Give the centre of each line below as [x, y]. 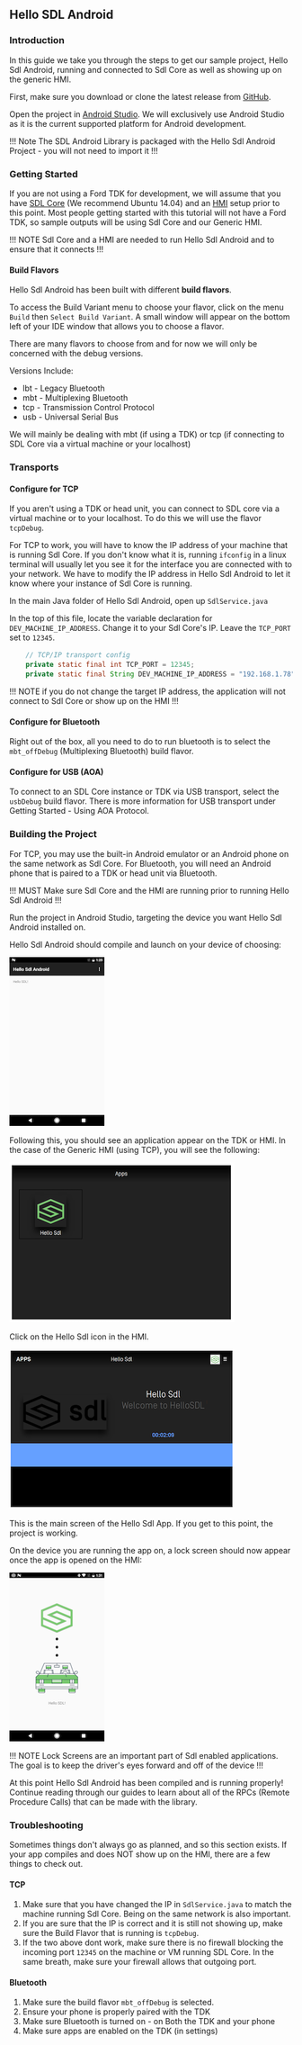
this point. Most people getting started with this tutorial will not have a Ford [148, 212]
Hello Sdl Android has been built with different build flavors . [120, 290]
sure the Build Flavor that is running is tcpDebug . [111, 1933]
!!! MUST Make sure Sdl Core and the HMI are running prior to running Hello [149, 890]
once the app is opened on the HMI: [75, 1560]
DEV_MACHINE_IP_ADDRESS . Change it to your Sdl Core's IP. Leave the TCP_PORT [150, 628]
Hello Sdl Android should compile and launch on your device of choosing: [145, 944]
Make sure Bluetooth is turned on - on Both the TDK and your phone [149, 2022]
